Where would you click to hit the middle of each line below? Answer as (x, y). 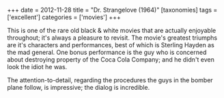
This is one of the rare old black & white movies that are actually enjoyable (112, 30)
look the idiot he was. (37, 67)
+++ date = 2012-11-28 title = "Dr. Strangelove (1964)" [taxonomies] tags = (112, 10)
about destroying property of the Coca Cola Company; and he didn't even (111, 60)
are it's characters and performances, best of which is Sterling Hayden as (111, 45)
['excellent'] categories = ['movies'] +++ (64, 17)
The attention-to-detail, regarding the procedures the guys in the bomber (110, 80)
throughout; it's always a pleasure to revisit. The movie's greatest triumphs (112, 38)
